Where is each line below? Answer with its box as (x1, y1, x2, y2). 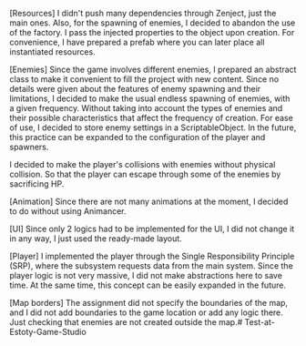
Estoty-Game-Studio (9, 327, 87, 337)
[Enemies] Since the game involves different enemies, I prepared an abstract (9, 64, 297, 75)
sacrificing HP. (9, 178, 65, 189)
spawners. (9, 141, 49, 152)
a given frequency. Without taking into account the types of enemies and (9, 103, 283, 113)
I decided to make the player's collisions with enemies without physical (9, 159, 276, 169)
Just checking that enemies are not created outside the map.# (9, 317, 243, 327)
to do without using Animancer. (9, 206, 127, 217)
